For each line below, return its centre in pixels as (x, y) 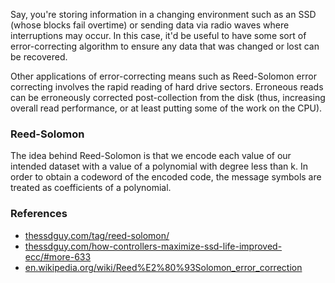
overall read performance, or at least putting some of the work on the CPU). (166, 108)
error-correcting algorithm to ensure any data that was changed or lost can (165, 46)
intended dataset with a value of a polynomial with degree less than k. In (159, 166)
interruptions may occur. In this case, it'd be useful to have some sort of (158, 35)
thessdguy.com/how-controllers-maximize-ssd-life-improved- (153, 246)
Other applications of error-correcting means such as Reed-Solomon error (163, 76)
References (39, 214)
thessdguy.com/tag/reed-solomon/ (97, 235)
